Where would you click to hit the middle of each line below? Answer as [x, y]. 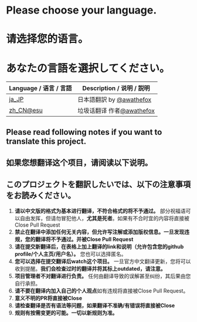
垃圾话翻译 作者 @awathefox [116, 111]
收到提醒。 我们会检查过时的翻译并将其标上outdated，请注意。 [90, 268]
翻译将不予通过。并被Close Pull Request [84, 239]
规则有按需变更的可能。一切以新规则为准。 [66, 313]
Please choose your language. [81, 10]
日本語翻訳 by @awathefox [114, 99]
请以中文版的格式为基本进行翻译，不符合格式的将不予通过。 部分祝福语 [100, 211]
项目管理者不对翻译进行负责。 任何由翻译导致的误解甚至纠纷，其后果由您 [103, 276]
